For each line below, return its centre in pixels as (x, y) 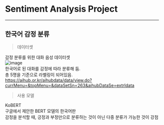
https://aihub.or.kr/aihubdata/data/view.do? (49, 80)
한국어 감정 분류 (27, 34)
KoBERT (13, 105)
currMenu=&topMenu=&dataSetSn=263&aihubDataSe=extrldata (70, 85)
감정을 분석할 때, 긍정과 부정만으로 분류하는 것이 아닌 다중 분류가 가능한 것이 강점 (82, 117)
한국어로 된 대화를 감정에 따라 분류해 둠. (43, 68)
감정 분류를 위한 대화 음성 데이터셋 (38, 57)
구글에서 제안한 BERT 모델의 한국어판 (41, 111)
